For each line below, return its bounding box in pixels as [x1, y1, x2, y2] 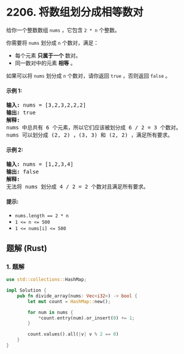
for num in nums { [27, 309, 73, 315]
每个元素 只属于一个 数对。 [14, 52, 81, 59]
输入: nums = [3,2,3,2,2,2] [6, 102, 87, 108]
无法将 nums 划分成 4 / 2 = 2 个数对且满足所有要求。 [6, 183, 149, 190]
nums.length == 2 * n [14, 213, 69, 219]
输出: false [6, 168, 39, 176]
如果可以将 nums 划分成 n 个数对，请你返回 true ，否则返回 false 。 [6, 72, 171, 79]
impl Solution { [6, 288, 47, 294]
